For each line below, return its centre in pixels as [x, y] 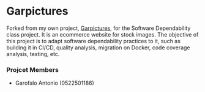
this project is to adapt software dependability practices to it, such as [93, 41]
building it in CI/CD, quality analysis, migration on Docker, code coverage [98, 48]
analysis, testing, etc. [33, 54]
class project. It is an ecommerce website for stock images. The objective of [102, 34]
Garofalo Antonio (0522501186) [55, 83]
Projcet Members [33, 69]
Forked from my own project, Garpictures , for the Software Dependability [99, 28]
